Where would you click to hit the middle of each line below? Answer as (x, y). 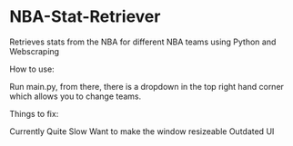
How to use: (32, 69)
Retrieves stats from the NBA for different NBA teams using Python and (143, 42)
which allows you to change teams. (76, 96)
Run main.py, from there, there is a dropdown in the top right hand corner (147, 86)
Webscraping (35, 51)
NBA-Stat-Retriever (85, 17)
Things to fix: (34, 113)
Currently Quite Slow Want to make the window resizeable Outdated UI (142, 131)
